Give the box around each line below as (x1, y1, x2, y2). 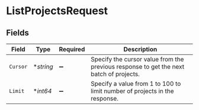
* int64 (33, 87, 52, 95)
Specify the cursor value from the (91, 55, 184, 63)
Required (59, 46, 85, 53)
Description (123, 46, 158, 53)
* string (33, 63, 53, 70)
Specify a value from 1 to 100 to (91, 80, 181, 88)
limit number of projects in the (91, 87, 174, 95)
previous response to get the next (91, 63, 185, 70)
